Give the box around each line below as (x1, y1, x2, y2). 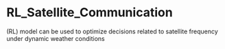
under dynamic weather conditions (6, 34, 105, 42)
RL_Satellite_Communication (6, 5, 173, 20)
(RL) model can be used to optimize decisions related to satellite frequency (6, 27, 219, 35)
